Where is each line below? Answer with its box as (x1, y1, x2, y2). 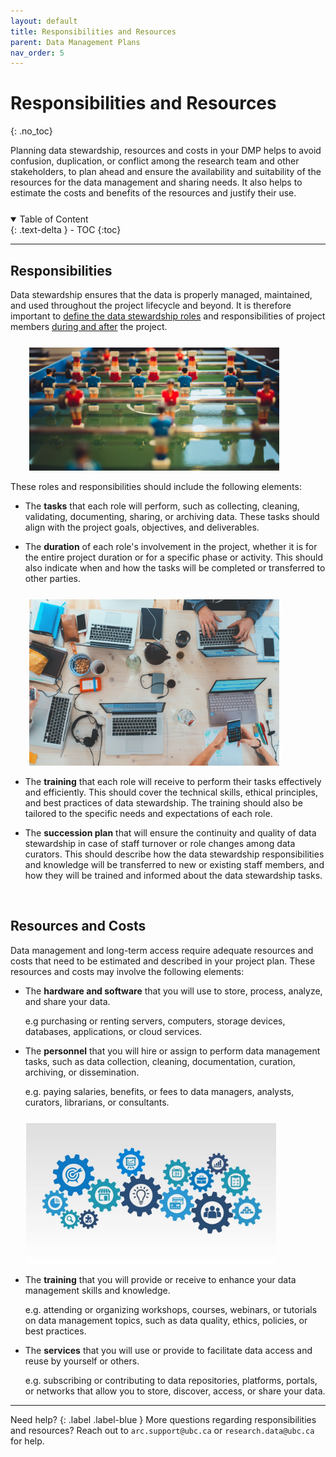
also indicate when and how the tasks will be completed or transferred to (24, 561, 326, 574)
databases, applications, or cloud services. (24, 1025, 203, 1037)
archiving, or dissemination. (24, 1066, 140, 1078)
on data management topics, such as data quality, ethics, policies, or (24, 1314, 308, 1326)
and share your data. (24, 995, 111, 1007)
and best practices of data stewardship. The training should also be (24, 797, 303, 809)
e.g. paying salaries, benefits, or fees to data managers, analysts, (24, 1085, 295, 1097)
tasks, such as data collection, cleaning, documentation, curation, (24, 1055, 296, 1067)
